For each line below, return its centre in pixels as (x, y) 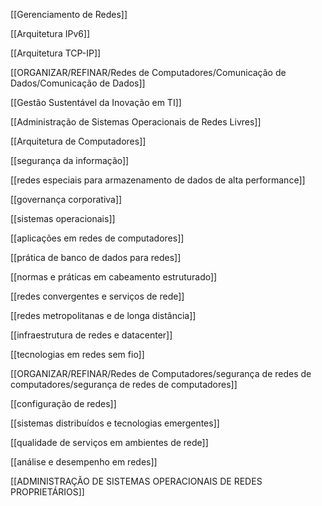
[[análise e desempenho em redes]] (84, 462)
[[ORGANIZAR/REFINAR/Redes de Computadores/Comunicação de (148, 72)
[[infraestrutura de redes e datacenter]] (91, 335)
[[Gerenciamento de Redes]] (69, 14)
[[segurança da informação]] (70, 160)
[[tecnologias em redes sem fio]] (77, 354)
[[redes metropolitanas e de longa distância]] (103, 315)
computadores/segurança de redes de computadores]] (124, 384)
